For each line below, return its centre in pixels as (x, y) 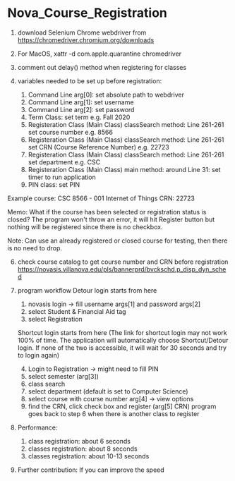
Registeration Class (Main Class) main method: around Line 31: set (124, 169)
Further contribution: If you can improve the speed (91, 470)
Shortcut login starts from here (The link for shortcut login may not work (122, 332)
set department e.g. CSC (64, 162)
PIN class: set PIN (54, 184)
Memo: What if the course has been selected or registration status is (107, 212)
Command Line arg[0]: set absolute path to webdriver (106, 95)
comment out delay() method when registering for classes (102, 67)
